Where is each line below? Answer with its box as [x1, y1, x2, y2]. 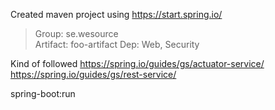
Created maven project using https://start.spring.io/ [10, 9, 223, 20]
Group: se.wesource [34, 28, 119, 39]
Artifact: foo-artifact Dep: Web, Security [34, 39, 200, 50]
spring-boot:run [10, 88, 76, 99]
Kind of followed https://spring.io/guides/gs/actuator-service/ [10, 58, 265, 69]
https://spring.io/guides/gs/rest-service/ [10, 69, 177, 80]
